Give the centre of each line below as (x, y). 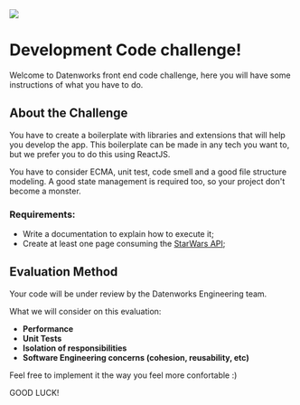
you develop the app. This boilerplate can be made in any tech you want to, (150, 145)
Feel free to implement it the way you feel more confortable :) (123, 375)
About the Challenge (69, 113)
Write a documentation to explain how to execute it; (118, 234)
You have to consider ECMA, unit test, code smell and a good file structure (148, 172)
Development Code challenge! (126, 50)
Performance (48, 328)
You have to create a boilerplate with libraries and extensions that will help (148, 135)
